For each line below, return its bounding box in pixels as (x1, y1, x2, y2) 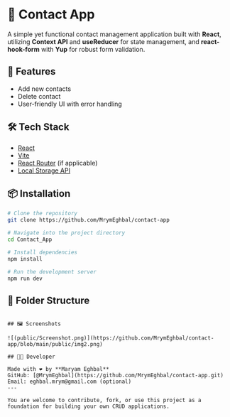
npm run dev (7, 275, 43, 282)
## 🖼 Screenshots (7, 320, 62, 327)
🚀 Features (7, 65, 56, 77)
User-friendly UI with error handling (17, 99, 122, 108)
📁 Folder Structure (7, 294, 90, 306)
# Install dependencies (7, 249, 78, 256)
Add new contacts (17, 85, 72, 93)
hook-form (7, 45, 40, 53)
